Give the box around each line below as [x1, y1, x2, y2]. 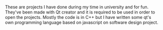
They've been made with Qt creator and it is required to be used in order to [5, 9, 155, 15]
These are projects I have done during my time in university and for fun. [5, 4, 149, 10]
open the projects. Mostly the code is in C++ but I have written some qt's [5, 15, 152, 20]
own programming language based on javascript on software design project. [5, 19, 159, 25]
